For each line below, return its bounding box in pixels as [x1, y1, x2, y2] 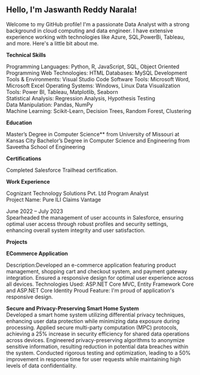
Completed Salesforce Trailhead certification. [6, 166, 118, 173]
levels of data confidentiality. [6, 362, 78, 369]
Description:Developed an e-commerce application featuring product [6, 261, 176, 269]
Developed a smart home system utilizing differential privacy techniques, [6, 311, 186, 318]
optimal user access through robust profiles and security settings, [6, 220, 168, 227]
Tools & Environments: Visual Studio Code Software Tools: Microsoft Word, [6, 75, 190, 83]
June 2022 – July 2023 [6, 208, 64, 215]
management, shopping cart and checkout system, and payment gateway [6, 267, 187, 275]
